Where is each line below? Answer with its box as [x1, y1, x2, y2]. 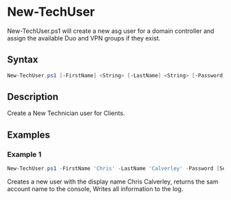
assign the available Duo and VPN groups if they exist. [7, 34, 161, 42]
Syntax [7, 54, 38, 66]
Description [7, 91, 58, 103]
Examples [7, 129, 50, 140]
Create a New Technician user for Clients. [7, 109, 125, 117]
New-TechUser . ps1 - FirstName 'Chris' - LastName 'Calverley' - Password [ [7, 165, 220, 172]
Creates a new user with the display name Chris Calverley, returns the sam [7, 177, 219, 186]
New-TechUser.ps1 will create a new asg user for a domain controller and [7, 27, 214, 35]
